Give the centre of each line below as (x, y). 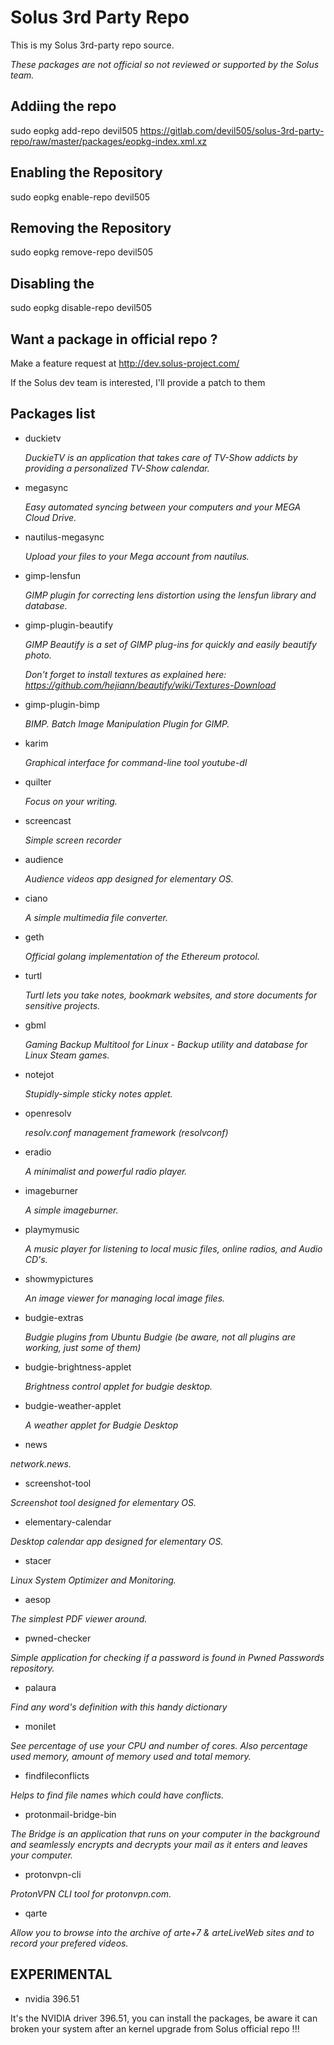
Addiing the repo (63, 106)
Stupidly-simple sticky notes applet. (98, 1093)
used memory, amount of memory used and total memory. (131, 1756)
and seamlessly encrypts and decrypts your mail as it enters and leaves (159, 1844)
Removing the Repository (91, 227)
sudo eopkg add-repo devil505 (74, 130)
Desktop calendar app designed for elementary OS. (117, 1541)
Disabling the (52, 283)
